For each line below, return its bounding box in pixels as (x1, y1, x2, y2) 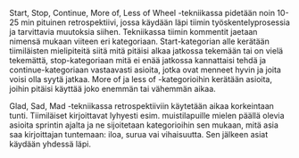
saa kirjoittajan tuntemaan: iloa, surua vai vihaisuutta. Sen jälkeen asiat (9, 129, 269, 139)
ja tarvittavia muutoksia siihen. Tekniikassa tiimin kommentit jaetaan (9, 27, 258, 37)
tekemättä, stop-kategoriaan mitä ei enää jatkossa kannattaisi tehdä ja (9, 55, 266, 65)
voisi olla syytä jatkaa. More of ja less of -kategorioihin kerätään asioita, (9, 74, 272, 84)
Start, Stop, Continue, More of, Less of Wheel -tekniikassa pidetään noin (9, 8, 275, 18)
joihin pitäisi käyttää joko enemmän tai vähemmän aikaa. (9, 84, 216, 94)
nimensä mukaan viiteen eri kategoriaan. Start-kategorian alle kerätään (9, 36, 270, 46)
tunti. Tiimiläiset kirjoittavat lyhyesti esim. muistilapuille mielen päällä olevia (9, 111, 285, 121)
